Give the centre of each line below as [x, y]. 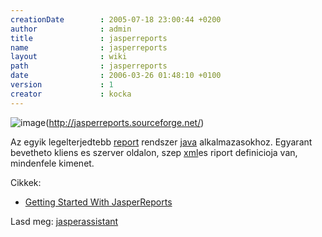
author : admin [71, 29]
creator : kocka [71, 94]
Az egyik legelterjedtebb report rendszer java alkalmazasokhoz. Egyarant [161, 142]
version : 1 [62, 85]
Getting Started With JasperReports [98, 202]
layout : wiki [69, 57]
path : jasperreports [89, 66]
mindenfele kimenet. [52, 163]
